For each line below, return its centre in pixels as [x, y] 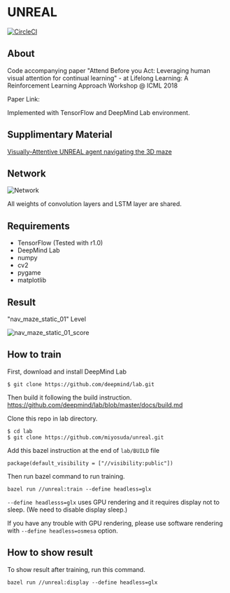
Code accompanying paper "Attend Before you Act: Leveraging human [109, 70]
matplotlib [32, 280]
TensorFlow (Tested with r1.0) [60, 243]
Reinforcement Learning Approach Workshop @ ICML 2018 [93, 86]
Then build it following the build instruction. [70, 397]
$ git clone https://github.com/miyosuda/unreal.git [86, 437]
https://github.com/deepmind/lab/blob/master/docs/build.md [95, 404]
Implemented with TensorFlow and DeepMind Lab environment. [99, 112]
